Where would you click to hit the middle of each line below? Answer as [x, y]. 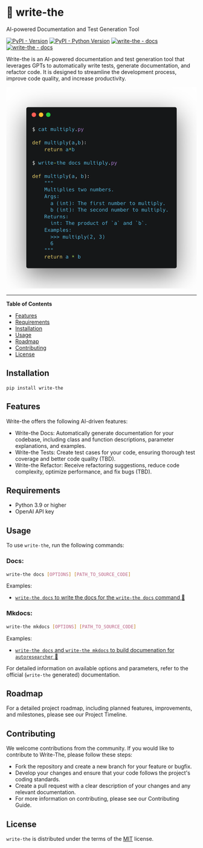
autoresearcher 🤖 [37, 656]
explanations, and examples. [50, 446]
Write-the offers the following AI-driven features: [67, 421]
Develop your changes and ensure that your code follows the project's [103, 773]
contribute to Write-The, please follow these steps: [69, 755]
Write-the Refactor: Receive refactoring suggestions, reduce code [97, 465]
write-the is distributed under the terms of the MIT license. [80, 839]
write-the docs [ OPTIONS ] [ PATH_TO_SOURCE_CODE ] [69, 574]
